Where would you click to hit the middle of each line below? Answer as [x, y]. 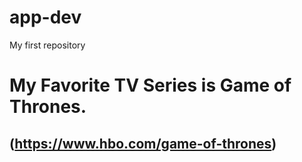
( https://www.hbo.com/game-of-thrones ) [143, 143]
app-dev [45, 17]
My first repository [47, 45]
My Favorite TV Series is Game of [150, 85]
